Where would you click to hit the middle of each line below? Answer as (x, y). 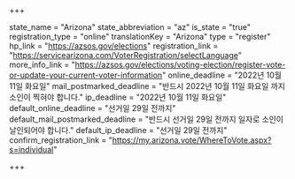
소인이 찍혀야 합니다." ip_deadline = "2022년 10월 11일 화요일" (118, 97)
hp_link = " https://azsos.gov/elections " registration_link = (114, 46)
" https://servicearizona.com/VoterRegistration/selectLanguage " (125, 55)
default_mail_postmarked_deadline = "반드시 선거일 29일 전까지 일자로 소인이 (146, 119)
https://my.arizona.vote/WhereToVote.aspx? (192, 140)
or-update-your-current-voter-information (86, 75)
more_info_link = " (42, 64)
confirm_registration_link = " (61, 140)
